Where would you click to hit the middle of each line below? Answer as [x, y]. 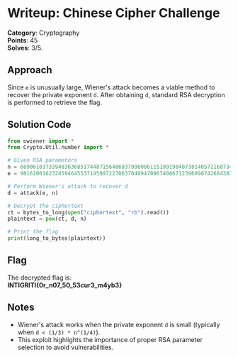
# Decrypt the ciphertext [45, 206]
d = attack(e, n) [33, 193]
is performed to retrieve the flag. [55, 102]
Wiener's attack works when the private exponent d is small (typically [119, 324]
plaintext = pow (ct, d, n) [47, 219]
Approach [30, 70]
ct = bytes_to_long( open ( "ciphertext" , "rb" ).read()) [89, 212]
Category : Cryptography [44, 33]
